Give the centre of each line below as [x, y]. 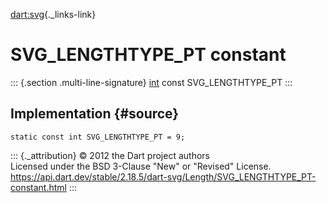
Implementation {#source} [95, 114]
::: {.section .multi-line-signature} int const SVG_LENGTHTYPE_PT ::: [151, 82]
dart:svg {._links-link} [53, 14]
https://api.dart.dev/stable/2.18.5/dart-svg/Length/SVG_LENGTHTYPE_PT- [163, 176]
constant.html [38, 187]
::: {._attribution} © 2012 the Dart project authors [110, 155]
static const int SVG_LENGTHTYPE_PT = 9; [98, 137]
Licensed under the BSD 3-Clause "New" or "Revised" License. [141, 166]
